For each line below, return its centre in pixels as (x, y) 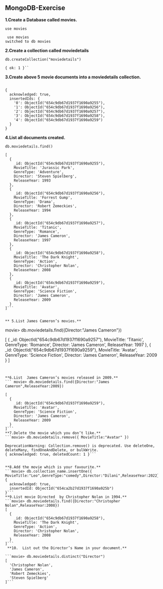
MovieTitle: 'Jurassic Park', (44, 167)
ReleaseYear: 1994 (32, 210)
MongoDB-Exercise (35, 8)
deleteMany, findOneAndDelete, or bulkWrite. (52, 450)
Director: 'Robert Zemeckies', (45, 206)
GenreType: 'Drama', (34, 202)
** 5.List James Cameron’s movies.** (43, 321)
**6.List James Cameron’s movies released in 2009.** (62, 377)
